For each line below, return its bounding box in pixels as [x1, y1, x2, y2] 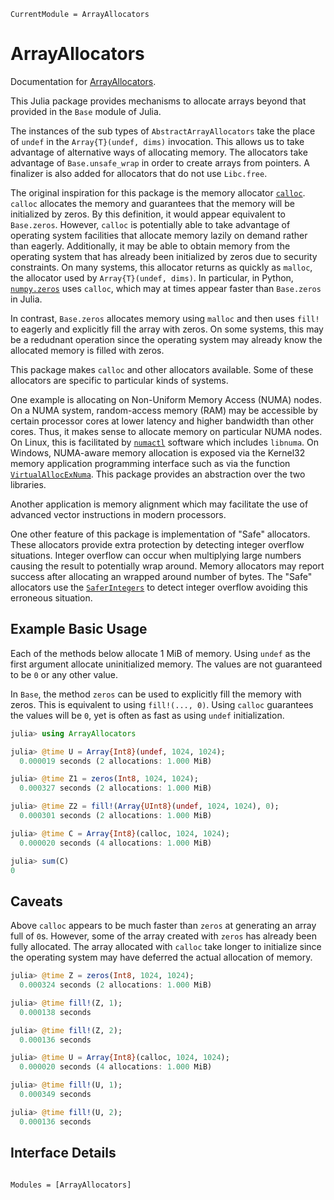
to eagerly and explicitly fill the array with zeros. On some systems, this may [10, 323, 324, 335]
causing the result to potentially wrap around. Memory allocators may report [10, 560, 325, 572]
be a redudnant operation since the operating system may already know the [10, 333, 323, 345]
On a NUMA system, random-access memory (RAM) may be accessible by [10, 404, 318, 416]
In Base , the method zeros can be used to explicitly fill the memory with [10, 688, 302, 700]
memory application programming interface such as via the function [10, 457, 291, 469]
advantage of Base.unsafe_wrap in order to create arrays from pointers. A [10, 156, 310, 169]
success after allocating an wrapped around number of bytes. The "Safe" [10, 570, 313, 582]
